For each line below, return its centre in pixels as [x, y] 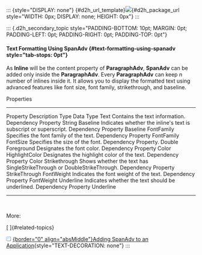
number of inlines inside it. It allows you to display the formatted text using [98, 81]
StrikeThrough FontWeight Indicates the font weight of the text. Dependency [101, 174]
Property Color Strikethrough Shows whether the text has [77, 161]
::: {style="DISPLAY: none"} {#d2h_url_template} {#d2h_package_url [93, 10]
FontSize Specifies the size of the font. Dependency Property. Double [92, 142]
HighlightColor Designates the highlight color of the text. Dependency [93, 155]
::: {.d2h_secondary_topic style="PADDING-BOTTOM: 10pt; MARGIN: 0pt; [97, 28]
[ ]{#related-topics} [30, 228]
